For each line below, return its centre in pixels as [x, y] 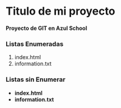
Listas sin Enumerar [36, 79]
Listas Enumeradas [35, 44]
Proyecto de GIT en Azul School [47, 28]
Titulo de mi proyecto [60, 11]
